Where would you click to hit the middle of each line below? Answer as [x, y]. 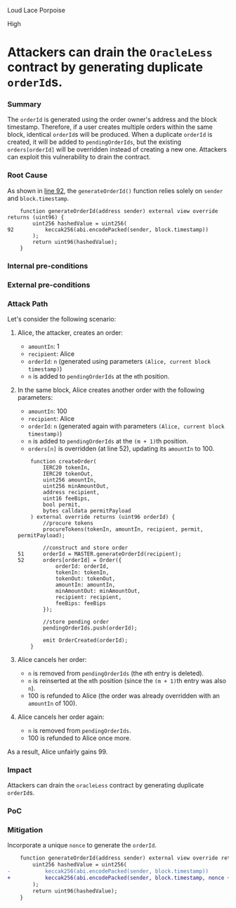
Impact [20, 770]
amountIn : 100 [48, 411]
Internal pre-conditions [48, 266]
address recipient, [71, 492]
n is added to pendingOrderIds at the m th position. [99, 376]
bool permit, [62, 504]
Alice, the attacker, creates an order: [70, 332]
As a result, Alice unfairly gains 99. [58, 751]
